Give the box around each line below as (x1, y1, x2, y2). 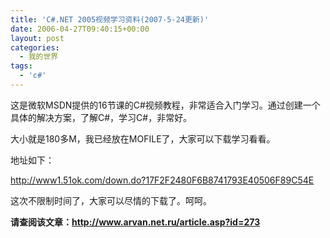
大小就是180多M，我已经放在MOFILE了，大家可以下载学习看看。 (10, 132, 276, 145)
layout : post (10, 33, 65, 43)
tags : (10, 61, 33, 71)
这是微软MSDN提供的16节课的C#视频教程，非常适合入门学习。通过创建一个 (10, 99, 321, 111)
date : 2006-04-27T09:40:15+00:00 (10, 24, 150, 34)
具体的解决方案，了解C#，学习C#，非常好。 (10, 111, 193, 123)
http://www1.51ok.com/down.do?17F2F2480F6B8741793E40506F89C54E (10, 174, 315, 186)
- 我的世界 (19, 52, 59, 62)
